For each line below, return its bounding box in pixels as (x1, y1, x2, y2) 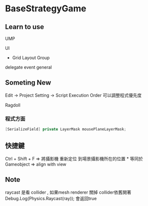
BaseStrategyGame (5, 3, 87, 14)
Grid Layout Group (12, 55, 50, 61)
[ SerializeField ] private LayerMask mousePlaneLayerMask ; (5, 127, 126, 132)
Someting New (5, 78, 52, 87)
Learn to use (5, 23, 44, 31)
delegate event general (5, 65, 52, 70)
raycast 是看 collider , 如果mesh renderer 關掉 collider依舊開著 (5, 189, 131, 195)
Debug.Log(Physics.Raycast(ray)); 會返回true (5, 195, 97, 201)
